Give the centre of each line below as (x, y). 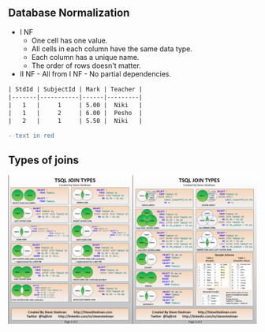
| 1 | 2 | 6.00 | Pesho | (76, 113)
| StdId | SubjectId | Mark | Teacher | (76, 89)
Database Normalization (69, 13)
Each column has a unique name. (85, 57)
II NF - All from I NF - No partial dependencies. (95, 73)
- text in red (32, 136)
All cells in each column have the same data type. (112, 48)
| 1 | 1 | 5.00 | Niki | (76, 105)
